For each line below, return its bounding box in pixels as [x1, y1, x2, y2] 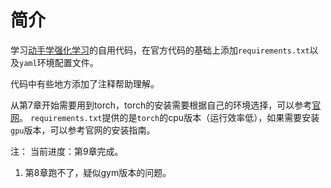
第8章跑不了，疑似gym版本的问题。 [24, 166, 172, 178]
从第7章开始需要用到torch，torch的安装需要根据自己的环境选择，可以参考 [10, 99, 313, 111]
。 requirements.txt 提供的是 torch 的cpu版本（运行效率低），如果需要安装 [19, 111, 320, 123]
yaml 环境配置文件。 [19, 56, 99, 68]
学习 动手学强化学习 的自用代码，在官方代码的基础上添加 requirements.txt [10, 44, 310, 56]
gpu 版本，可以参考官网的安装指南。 [10, 124, 156, 136]
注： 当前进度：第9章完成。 [10, 145, 124, 157]
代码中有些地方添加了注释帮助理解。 [10, 77, 160, 90]
